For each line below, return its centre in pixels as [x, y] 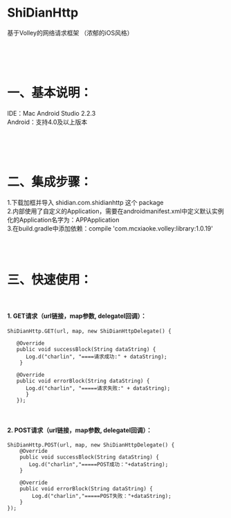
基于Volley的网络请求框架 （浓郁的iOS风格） [70, 33]
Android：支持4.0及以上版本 [47, 122]
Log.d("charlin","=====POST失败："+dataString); [102, 497]
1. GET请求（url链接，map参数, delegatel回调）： [77, 316]
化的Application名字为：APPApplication [63, 220]
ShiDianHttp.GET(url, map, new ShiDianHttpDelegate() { [89, 331]
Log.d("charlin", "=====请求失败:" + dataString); [98, 388]
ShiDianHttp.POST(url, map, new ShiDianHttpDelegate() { [91, 445]
